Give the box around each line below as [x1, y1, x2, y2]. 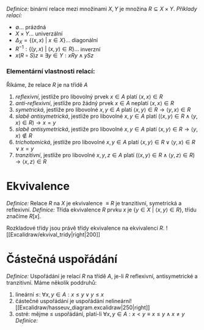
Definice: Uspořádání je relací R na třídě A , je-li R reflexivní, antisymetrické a [6, 272, 198, 280]
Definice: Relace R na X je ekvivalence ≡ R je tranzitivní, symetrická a [6, 199, 182, 207]
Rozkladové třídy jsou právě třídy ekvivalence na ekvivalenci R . [6, 224, 165, 232]
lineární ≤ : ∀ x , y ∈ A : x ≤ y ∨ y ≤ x [15, 290, 104, 298]
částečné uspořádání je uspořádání [15, 297, 104, 304]
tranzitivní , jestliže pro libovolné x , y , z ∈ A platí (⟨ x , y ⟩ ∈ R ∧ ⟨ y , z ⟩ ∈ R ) [15, 151, 195, 158]
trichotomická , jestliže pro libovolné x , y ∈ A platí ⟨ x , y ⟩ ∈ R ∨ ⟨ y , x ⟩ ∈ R [15, 138, 195, 145]
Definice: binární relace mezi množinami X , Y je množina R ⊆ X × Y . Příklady [6, 5, 197, 12]
